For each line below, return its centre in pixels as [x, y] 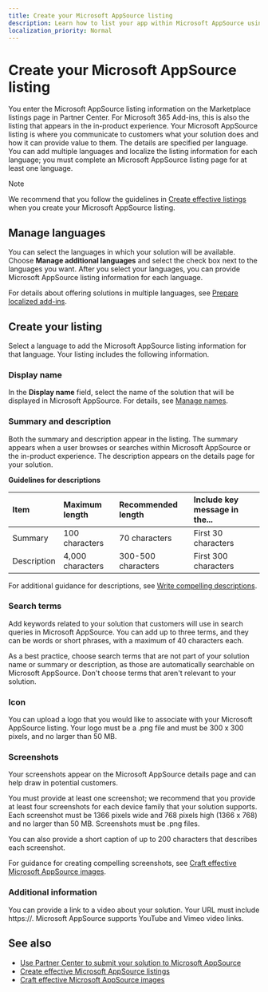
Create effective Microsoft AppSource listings [95, 971]
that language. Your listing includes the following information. [109, 354]
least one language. [41, 168]
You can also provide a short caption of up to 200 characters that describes [133, 840]
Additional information [53, 892]
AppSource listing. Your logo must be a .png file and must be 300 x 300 [126, 728]
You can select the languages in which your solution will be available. [122, 252]
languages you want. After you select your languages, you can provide [124, 269]
